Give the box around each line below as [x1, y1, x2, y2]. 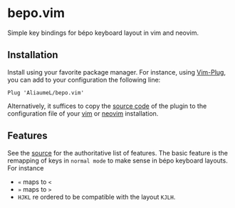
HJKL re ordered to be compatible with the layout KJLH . [17, 192, 176, 201]
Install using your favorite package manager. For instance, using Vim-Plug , [7, 67, 226, 76]
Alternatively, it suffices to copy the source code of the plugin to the [7, 102, 207, 110]
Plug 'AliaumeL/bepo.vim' [7, 89, 84, 97]
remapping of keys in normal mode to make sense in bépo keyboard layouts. [7, 156, 228, 165]
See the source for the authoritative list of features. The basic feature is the [7, 148, 229, 157]
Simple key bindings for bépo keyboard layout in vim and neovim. [7, 28, 199, 37]
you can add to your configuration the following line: [7, 75, 161, 84]
